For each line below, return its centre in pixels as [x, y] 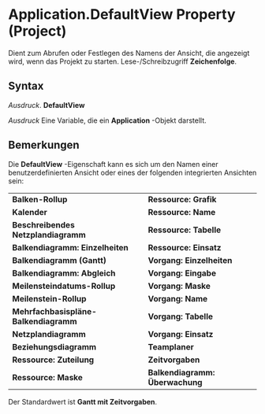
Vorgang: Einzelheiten [190, 260]
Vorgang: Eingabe [182, 273]
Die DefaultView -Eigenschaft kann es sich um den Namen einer [113, 164]
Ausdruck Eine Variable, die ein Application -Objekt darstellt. [107, 120]
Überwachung [175, 382]
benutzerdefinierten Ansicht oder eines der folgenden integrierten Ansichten [132, 172]
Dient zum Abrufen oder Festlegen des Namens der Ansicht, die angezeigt [129, 53]
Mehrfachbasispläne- [54, 311]
